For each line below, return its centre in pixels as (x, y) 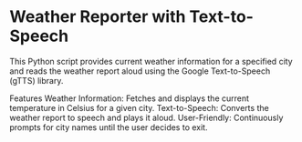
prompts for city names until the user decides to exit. (109, 127)
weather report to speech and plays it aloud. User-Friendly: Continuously (146, 117)
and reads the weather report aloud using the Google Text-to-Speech (140, 71)
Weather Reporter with (98, 17)
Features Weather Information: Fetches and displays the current (129, 98)
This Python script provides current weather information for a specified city (151, 61)
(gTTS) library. (36, 80)
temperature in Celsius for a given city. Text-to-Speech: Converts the (139, 107)
